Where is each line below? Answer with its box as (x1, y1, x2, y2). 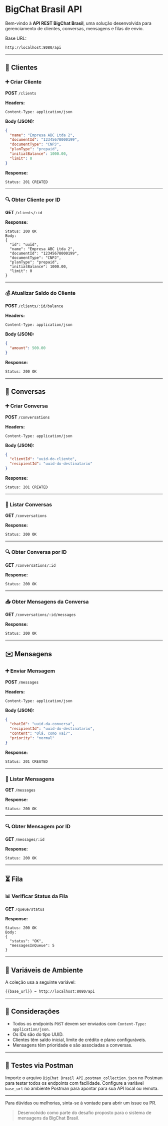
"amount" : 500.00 (9, 345, 46, 351)
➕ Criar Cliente (5, 78, 42, 85)
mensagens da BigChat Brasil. (17, 1115, 79, 1121)
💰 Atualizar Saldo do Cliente (5, 289, 76, 296)
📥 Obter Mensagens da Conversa (5, 598, 89, 605)
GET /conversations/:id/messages (5, 611, 76, 617)
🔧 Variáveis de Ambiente (5, 966, 83, 974)
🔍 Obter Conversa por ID (5, 549, 67, 556)
